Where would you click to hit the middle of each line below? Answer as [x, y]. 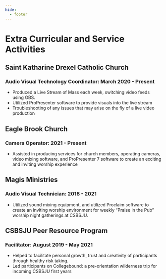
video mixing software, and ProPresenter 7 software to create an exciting [87, 159]
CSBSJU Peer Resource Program [56, 231]
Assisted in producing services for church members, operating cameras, [86, 154]
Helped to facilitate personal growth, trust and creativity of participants [85, 256]
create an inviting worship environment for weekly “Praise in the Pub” [83, 210]
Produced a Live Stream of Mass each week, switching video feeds [81, 93]
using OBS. [24, 97]
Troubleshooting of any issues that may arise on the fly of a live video [83, 108]
